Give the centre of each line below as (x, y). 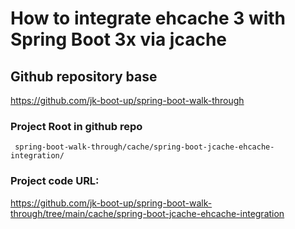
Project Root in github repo (76, 126)
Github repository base (84, 76)
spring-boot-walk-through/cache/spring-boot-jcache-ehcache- (144, 147)
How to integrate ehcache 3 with (148, 18)
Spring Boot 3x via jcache (118, 39)
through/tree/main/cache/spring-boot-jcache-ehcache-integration (147, 213)
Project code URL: (55, 181)
